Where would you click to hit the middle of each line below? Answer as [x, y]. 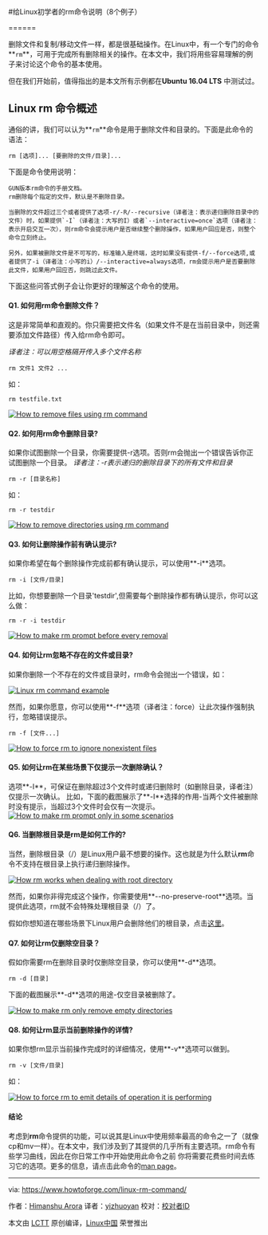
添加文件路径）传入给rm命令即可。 [72, 335]
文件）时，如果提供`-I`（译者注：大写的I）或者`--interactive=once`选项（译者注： [133, 221]
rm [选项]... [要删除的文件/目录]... [65, 156]
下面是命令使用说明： [43, 172]
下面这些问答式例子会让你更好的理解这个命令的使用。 [96, 286]
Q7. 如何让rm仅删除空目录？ [54, 943]
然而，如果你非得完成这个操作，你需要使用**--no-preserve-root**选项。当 [131, 897]
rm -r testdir [32, 510]
